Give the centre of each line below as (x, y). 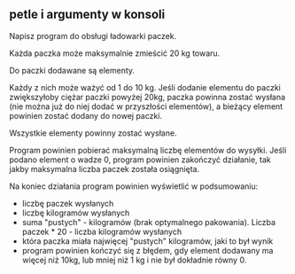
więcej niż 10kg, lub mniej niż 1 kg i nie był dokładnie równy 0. (134, 260)
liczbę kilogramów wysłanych (76, 213)
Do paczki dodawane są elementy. (72, 70)
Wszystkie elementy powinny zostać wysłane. (93, 133)
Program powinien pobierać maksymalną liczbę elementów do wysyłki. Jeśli (148, 150)
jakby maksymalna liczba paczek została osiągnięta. (105, 168)
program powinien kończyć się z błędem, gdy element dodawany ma (147, 250)
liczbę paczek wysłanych (68, 203)
